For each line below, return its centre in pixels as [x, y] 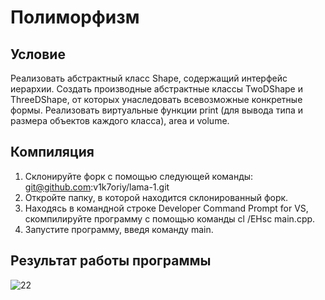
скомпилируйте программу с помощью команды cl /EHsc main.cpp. [170, 218]
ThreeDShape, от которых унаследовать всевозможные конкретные [156, 99]
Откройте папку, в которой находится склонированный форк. [156, 197]
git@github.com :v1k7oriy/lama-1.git [97, 187]
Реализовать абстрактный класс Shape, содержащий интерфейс [149, 78]
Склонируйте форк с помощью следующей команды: [139, 176]
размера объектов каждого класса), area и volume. [120, 120]
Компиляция [52, 152]
